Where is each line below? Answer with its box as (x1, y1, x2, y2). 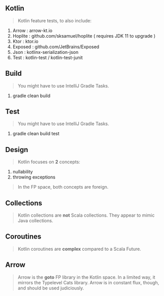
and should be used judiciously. (17, 285, 84, 291)
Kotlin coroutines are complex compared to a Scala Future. (17, 246, 141, 252)
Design (5, 145, 28, 154)
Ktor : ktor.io (12, 38, 39, 44)
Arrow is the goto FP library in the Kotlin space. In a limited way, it (17, 274, 156, 280)
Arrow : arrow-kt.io (12, 27, 52, 34)
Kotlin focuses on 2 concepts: (17, 159, 80, 165)
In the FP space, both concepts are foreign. (17, 184, 109, 190)
